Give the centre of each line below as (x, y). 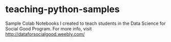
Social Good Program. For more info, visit (48, 28)
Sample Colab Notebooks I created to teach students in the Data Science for (86, 23)
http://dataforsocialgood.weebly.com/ (45, 34)
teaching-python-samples (63, 9)
